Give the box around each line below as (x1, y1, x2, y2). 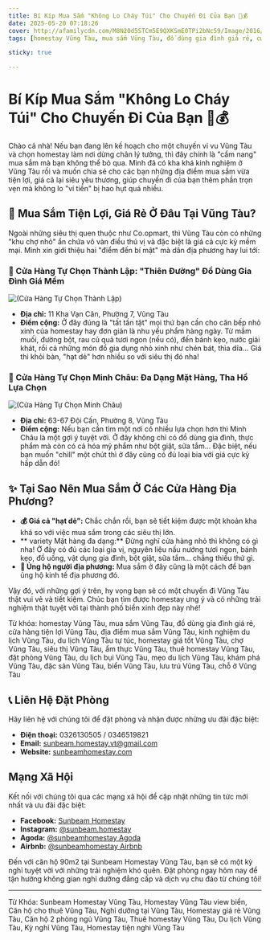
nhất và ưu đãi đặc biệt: (8, 800, 87, 810)
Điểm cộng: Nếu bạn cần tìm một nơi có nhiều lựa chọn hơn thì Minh (19, 424, 247, 434)
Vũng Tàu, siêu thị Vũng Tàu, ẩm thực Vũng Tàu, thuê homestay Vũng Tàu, (8, 644, 256, 654)
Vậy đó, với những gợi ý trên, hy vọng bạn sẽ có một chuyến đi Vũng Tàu (8, 586, 249, 595)
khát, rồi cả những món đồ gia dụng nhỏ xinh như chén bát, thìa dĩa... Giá (19, 343, 262, 354)
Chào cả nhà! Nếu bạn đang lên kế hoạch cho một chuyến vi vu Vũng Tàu (8, 141, 252, 151)
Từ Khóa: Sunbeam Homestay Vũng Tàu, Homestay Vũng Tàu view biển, (8, 897, 247, 906)
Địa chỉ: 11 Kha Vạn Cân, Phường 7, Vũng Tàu (19, 309, 169, 319)
